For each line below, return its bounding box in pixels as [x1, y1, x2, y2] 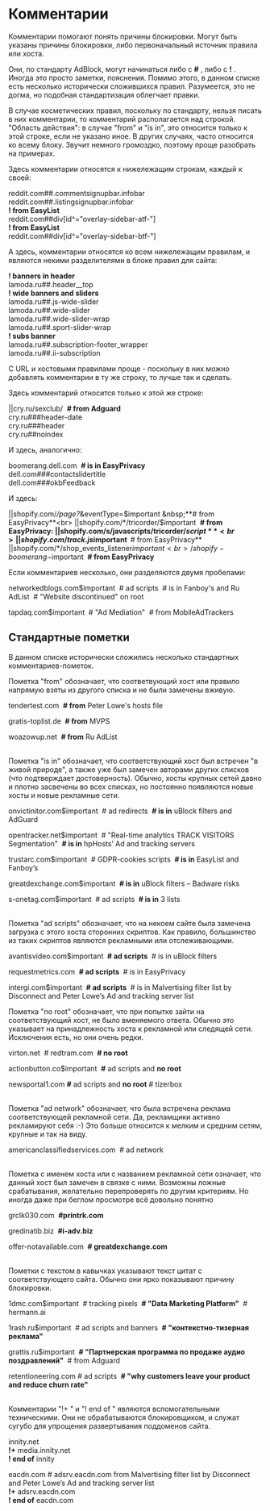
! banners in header [8, 271, 75, 281]
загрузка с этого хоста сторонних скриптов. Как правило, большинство [8, 927, 256, 937]
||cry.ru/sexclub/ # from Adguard [8, 403, 121, 413]
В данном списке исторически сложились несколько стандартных [8, 652, 239, 662]
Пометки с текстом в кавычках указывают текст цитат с [8, 1266, 203, 1275]
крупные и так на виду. [8, 1129, 88, 1138]
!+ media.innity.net [8, 1445, 71, 1455]
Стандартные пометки [8, 631, 131, 645]
